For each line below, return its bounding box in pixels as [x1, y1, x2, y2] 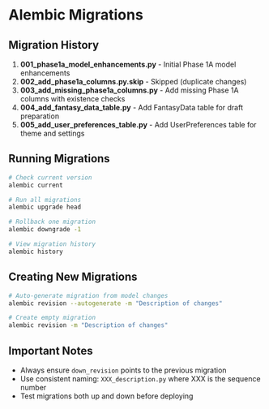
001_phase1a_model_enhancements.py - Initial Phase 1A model [19, 59, 237, 69]
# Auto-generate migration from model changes [8, 291, 169, 299]
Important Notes [8, 343, 93, 358]
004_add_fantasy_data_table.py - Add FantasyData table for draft [19, 103, 243, 112]
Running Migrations [8, 152, 111, 166]
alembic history [8, 248, 63, 256]
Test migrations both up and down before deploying [19, 391, 194, 401]
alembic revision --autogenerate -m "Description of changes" [8, 299, 223, 308]
